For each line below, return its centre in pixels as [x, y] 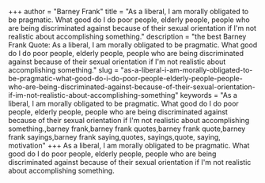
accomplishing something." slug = [64, 70]
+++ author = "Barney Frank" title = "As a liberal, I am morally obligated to [129, 11]
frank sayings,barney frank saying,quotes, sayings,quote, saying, [115, 137]
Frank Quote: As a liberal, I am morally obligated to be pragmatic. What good [133, 45]
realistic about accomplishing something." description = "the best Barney [127, 36]
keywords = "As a [208, 95]
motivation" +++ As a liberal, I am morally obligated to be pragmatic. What [129, 146]
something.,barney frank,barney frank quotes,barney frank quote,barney [127, 129]
